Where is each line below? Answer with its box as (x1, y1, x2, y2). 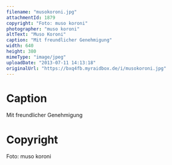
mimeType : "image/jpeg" (6, 54, 67, 60)
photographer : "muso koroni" (6, 25, 80, 32)
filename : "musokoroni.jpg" (6, 8, 78, 15)
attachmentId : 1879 (6, 15, 56, 21)
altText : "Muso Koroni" (6, 32, 67, 38)
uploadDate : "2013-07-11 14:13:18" (6, 59, 96, 66)
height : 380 (6, 49, 36, 55)
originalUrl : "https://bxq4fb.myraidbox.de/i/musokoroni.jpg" (6, 65, 167, 72)
